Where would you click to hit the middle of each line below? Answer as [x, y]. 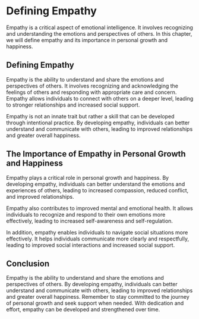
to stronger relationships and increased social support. [73, 105]
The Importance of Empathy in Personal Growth [96, 154]
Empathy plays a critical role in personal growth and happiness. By [88, 177]
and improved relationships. [40, 196]
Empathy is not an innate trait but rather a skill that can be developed [90, 116]
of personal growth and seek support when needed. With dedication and [95, 303]
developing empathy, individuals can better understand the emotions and [96, 184]
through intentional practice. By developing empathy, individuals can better [98, 123]
